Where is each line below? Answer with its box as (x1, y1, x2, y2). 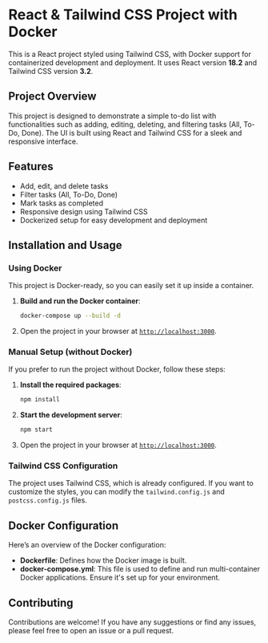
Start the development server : (19, 410, 122, 420)
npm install (19, 396, 60, 404)
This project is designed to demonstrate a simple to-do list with (8, 111, 217, 120)
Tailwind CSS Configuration (8, 460, 118, 471)
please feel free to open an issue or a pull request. (8, 626, 174, 636)
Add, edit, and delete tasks (19, 181, 109, 190)
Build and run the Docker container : (19, 296, 142, 306)
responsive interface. (8, 136, 78, 146)
